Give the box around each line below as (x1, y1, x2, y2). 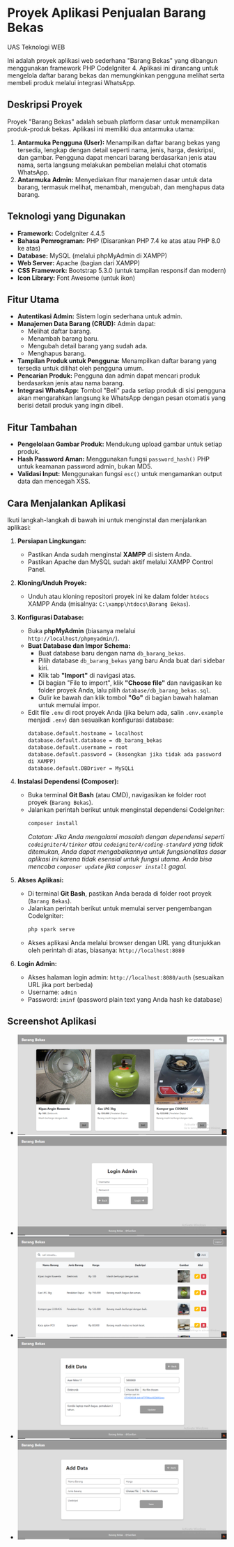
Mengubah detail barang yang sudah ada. (27, 342, 148, 350)
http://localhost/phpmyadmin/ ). (27, 634, 120, 642)
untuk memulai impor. (38, 701, 101, 709)
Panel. (27, 565, 47, 573)
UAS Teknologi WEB (7, 43, 65, 51)
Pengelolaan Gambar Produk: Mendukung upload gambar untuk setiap (17, 440, 223, 448)
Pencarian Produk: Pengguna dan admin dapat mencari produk (17, 371, 201, 380)
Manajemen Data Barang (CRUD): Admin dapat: (17, 320, 156, 328)
